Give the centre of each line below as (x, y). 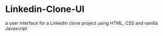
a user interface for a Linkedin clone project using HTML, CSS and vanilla (81, 23)
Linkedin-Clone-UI (45, 9)
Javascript (16, 28)
